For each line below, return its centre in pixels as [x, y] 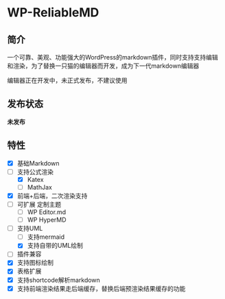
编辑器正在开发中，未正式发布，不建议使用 [67, 80]
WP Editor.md [47, 212]
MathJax [40, 187]
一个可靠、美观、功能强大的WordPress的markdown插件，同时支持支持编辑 [113, 57]
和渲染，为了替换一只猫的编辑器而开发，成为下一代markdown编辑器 [103, 66]
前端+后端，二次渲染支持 [52, 196]
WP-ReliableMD [53, 13]
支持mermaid [46, 237]
